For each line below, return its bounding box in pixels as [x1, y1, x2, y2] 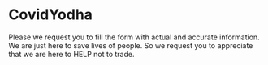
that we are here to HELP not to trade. [8, 49, 135, 59]
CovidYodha [8, 6, 93, 24]
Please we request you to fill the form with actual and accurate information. [8, 32, 260, 42]
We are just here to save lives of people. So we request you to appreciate [8, 40, 253, 50]
